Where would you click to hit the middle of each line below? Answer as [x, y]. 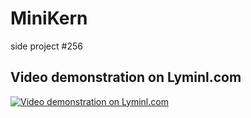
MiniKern [49, 18]
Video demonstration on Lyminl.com [126, 77]
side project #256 [46, 46]
